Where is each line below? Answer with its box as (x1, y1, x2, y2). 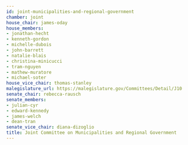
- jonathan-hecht (6, 31, 49, 37)
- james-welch (6, 113, 42, 119)
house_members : (6, 25, 44, 31)
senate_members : (6, 96, 46, 102)
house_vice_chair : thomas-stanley (6, 80, 92, 86)
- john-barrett (6, 47, 44, 53)
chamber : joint (6, 14, 44, 20)
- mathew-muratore (6, 69, 52, 75)
